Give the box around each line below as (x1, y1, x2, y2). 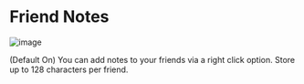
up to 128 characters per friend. (9, 64, 129, 75)
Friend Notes (9, 6, 110, 27)
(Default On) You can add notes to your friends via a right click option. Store (9, 54, 295, 65)
